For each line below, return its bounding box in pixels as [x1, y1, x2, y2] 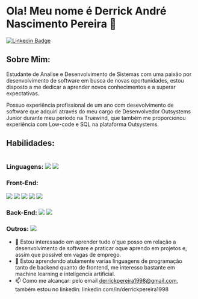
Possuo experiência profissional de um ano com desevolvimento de [6, 101, 175, 109]
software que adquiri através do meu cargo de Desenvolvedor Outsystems [6, 107, 191, 115]
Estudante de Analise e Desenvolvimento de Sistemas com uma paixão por [6, 71, 192, 78]
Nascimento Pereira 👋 [6, 17, 117, 31]
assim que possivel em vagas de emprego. [14, 251, 122, 258]
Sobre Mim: [6, 54, 51, 65]
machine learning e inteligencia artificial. [14, 270, 116, 277]
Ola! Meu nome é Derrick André [6, 4, 167, 18]
